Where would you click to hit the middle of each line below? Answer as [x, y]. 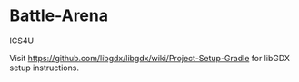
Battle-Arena [59, 16]
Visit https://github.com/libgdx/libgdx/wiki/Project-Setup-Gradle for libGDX [150, 58]
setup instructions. [45, 68]
